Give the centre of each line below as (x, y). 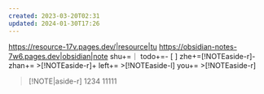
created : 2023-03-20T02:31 (54, 16)
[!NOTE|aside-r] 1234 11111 (73, 81)
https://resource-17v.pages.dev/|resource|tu (83, 46)
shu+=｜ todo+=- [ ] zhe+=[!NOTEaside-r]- (183, 56)
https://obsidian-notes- (198, 46)
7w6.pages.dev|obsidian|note (58, 56)
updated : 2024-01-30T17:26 (54, 23)
